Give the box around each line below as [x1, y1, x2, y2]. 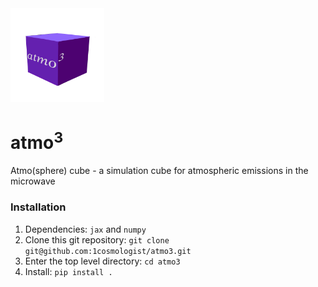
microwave [10, 175, 56, 187]
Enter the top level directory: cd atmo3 [24, 255, 181, 267]
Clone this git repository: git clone [24, 233, 170, 246]
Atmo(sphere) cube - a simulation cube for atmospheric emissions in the [10, 165, 309, 177]
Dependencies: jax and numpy [24, 223, 147, 235]
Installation [10, 200, 67, 214]
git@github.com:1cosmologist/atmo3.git [24, 246, 192, 256]
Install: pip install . [24, 265, 113, 277]
